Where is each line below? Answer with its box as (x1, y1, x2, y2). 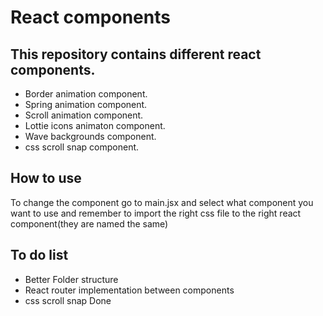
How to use (10, 170, 82, 187)
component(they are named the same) (10, 217, 169, 230)
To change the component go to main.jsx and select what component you (10, 196, 314, 208)
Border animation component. (24, 88, 148, 100)
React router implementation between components (24, 284, 235, 296)
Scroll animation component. (24, 109, 144, 121)
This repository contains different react (10, 46, 262, 63)
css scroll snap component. (24, 141, 140, 153)
